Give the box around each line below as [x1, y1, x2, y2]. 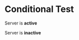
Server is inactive [4, 29, 41, 35]
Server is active [4, 20, 38, 26]
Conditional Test [4, 3, 74, 15]
